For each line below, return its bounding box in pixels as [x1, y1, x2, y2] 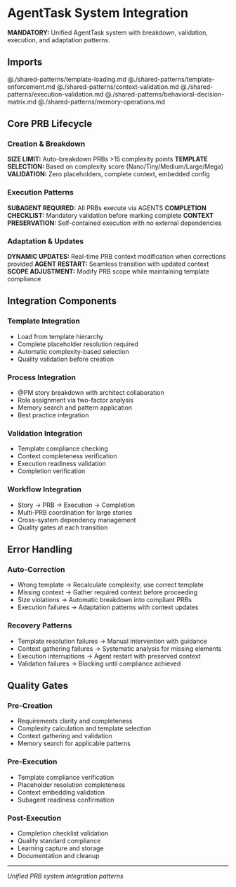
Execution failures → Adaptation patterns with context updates [17, 603, 199, 611]
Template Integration [7, 316, 81, 326]
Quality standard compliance [17, 836, 101, 845]
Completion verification [17, 467, 86, 475]
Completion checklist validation [17, 828, 109, 837]
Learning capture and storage [17, 844, 104, 852]
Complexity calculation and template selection [17, 724, 152, 733]
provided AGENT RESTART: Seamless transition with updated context [7, 259, 209, 269]
